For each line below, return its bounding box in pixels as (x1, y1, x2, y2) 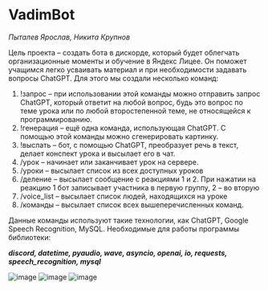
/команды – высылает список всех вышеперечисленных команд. (19, 199, 245, 210)
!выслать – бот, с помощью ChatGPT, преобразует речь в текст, (19, 140, 239, 149)
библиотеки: (8, 232, 51, 242)
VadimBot (8, 6, 75, 24)
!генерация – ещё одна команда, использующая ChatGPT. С (19, 123, 226, 133)
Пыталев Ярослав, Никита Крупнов (8, 32, 131, 42)
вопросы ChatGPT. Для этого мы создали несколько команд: (8, 73, 219, 83)
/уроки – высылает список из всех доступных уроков (19, 165, 204, 175)
